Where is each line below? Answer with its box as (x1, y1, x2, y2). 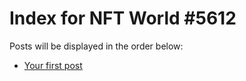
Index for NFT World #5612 (9, 7, 237, 30)
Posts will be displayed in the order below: (9, 40, 184, 52)
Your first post (23, 59, 83, 71)
